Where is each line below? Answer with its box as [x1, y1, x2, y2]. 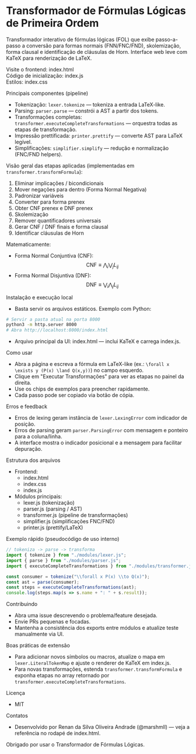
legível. [14, 138, 32, 145]
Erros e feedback [6, 403, 48, 410]
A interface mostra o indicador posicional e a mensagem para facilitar [14, 439, 183, 446]
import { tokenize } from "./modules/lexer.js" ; [6, 552, 127, 558]
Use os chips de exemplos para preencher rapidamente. [14, 385, 150, 393]
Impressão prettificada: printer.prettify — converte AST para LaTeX [14, 132, 183, 139]
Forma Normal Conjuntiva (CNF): [14, 252, 94, 259]
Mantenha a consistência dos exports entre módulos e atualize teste [14, 625, 179, 632]
